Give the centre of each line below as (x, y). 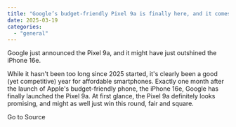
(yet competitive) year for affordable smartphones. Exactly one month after (116, 82)
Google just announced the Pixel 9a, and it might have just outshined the (112, 53)
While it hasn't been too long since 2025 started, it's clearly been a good (112, 74)
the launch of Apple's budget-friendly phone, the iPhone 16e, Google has (113, 89)
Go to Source (26, 117)
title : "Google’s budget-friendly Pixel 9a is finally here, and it (110, 14)
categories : (25, 27)
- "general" (31, 33)
